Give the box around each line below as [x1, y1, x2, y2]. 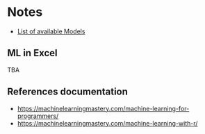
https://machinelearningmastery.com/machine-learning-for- [17, 104, 190, 112]
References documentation [7, 86, 129, 98]
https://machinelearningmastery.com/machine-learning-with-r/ [17, 119, 198, 127]
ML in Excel [7, 47, 58, 59]
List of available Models [17, 27, 85, 35]
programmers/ [17, 112, 59, 120]
